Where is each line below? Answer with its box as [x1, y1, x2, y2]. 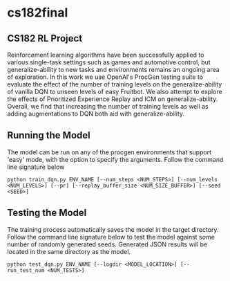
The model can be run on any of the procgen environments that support [7, 147, 212, 156]
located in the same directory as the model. [7, 247, 131, 255]
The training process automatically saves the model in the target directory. [7, 225, 219, 233]
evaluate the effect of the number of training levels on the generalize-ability [7, 80, 222, 88]
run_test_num [7, 266, 45, 274]
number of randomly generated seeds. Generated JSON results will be [7, 240, 208, 248]
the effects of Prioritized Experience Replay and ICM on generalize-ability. [7, 95, 218, 103]
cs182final [7, 5, 68, 21]
